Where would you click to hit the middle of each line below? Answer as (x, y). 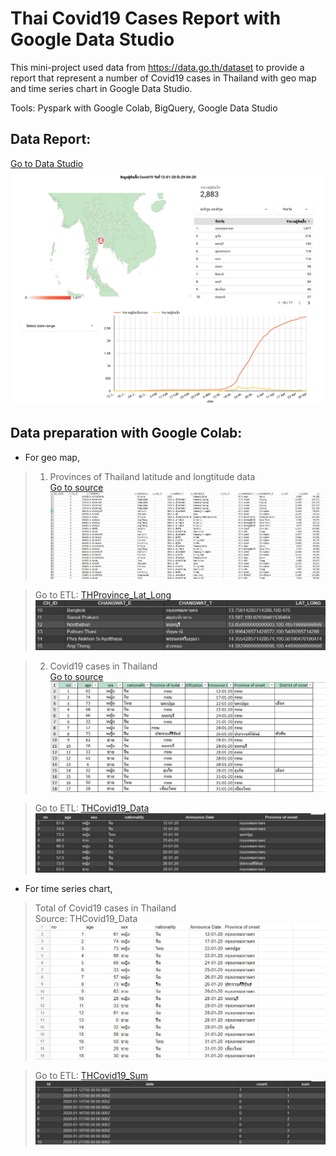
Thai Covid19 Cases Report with (146, 18)
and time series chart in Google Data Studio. (101, 88)
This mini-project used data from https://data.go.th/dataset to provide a (157, 67)
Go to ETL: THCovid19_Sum (91, 1076)
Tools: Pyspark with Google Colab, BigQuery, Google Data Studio (144, 108)
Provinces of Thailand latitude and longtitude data (152, 476)
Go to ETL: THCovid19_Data (92, 808)
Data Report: (51, 139)
